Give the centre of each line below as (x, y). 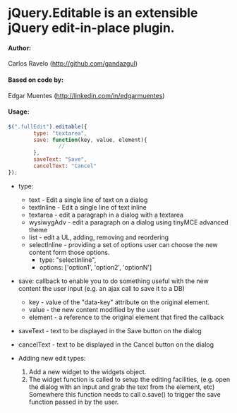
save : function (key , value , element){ (90, 140)
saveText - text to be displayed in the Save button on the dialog (110, 330)
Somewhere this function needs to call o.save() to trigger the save (124, 394)
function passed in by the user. (74, 402)
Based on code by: (36, 80)
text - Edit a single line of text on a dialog (88, 200)
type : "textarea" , (60, 133)
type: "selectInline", (68, 260)
